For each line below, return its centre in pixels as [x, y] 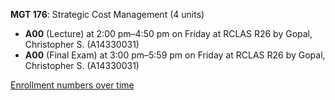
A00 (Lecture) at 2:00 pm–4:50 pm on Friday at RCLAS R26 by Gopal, [168, 33]
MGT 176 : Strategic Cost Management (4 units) [107, 14]
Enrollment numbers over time [72, 85]
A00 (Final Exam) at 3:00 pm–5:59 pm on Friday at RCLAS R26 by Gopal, [175, 55]
